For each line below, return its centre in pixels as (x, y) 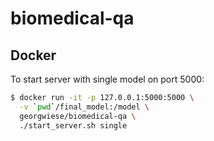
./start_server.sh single (73, 125)
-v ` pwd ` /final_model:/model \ (84, 107)
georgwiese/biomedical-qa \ (78, 116)
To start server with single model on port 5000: (107, 79)
